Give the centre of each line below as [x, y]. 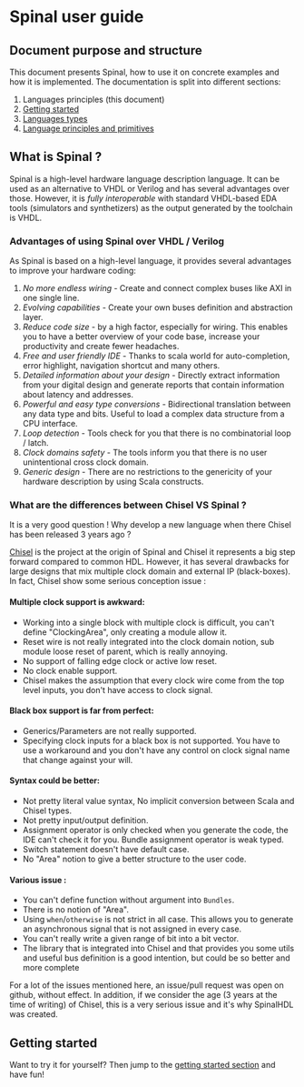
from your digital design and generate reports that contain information [153, 385]
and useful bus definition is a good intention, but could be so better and [156, 958]
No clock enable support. [70, 670]
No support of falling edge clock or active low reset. [120, 660]
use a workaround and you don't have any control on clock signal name [156, 750]
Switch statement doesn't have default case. [106, 850]
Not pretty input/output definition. [85, 820]
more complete [51, 968]
